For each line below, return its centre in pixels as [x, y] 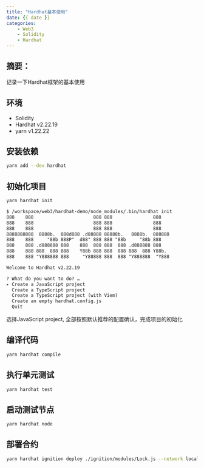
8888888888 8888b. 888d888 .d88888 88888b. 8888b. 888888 [88, 234]
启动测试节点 [30, 409]
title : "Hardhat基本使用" [37, 12]
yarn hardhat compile [34, 354]
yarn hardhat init [29, 201]
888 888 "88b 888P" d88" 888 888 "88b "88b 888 [84, 240]
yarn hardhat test [29, 389]
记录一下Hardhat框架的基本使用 [46, 82]
